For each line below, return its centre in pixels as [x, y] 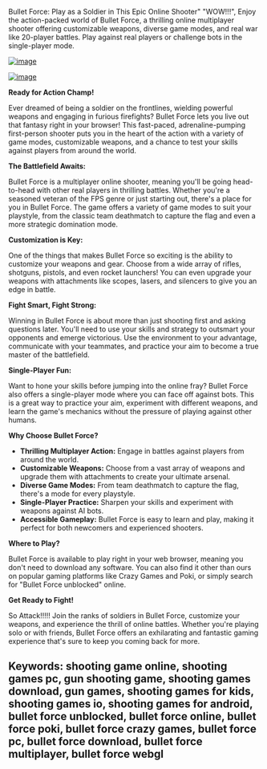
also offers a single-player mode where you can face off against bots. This [131, 394]
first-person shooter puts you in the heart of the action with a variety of [126, 133]
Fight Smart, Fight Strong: [53, 305]
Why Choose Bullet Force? [53, 435]
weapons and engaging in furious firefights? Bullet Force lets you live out [129, 116]
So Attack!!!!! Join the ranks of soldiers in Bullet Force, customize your [124, 616]
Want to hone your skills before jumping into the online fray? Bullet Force [128, 386]
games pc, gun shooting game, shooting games [129, 679]
